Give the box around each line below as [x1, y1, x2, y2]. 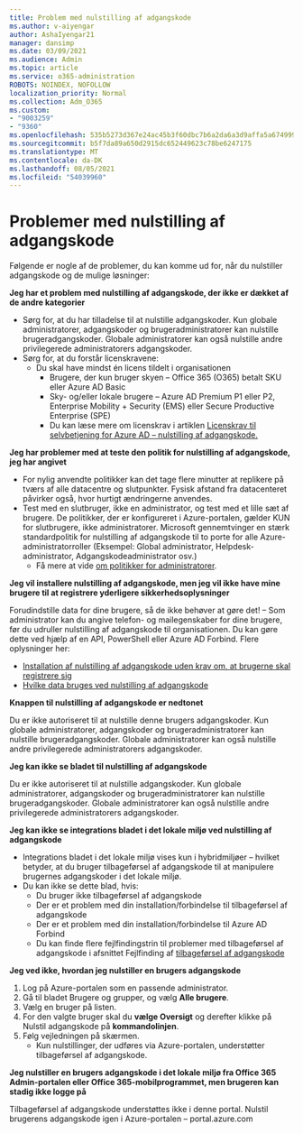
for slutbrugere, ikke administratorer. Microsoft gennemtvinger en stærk [22, 522, 290, 533]
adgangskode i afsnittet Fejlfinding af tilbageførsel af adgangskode [35, 948, 285, 959]
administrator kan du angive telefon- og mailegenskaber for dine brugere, [9, 614, 282, 625]
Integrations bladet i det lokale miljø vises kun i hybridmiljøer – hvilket [22, 852, 280, 862]
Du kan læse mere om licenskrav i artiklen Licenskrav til [49, 420, 257, 431]
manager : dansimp [9, 38, 75, 48]
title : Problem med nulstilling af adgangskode [9, 13, 192, 23]
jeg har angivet [9, 456, 68, 467]
